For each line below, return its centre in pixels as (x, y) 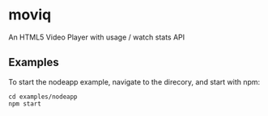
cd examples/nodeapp (43, 97)
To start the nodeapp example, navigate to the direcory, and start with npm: (134, 81)
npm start (25, 104)
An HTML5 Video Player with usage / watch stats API (97, 37)
